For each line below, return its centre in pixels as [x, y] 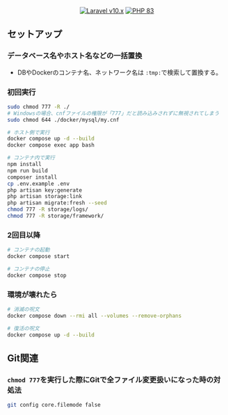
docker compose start [39, 257]
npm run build [28, 170]
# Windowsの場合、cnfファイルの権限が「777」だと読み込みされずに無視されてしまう [113, 113]
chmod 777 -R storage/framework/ [56, 216]
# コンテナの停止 [28, 269]
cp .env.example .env [39, 184]
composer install [32, 177]
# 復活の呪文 [23, 328]
